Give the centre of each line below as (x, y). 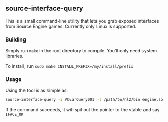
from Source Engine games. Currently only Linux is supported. (71, 26)
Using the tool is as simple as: (37, 90)
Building (16, 39)
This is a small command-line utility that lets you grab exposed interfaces (82, 21)
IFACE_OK (15, 115)
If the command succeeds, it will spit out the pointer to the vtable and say (82, 110)
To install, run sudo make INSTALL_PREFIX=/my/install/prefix (69, 66)
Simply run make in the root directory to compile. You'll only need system (81, 51)
